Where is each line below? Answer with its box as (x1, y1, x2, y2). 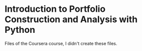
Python (4, 25, 35, 35)
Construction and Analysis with (4, 14, 138, 25)
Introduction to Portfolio (4, 3, 106, 15)
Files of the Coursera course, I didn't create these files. (4, 40, 118, 46)
